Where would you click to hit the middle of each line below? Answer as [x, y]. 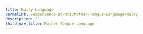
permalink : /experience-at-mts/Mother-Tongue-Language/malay [72, 14]
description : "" [22, 19]
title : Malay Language [29, 10]
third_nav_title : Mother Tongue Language [50, 24]
